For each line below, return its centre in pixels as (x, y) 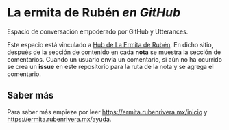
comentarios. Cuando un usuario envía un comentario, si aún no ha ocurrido (115, 59)
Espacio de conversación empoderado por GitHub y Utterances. (98, 31)
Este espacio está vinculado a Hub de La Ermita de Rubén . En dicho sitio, (110, 44)
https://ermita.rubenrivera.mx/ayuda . (59, 119)
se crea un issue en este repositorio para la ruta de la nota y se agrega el (110, 66)
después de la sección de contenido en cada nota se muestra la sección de (114, 52)
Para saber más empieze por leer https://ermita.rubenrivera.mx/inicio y (107, 112)
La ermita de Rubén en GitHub (94, 13)
